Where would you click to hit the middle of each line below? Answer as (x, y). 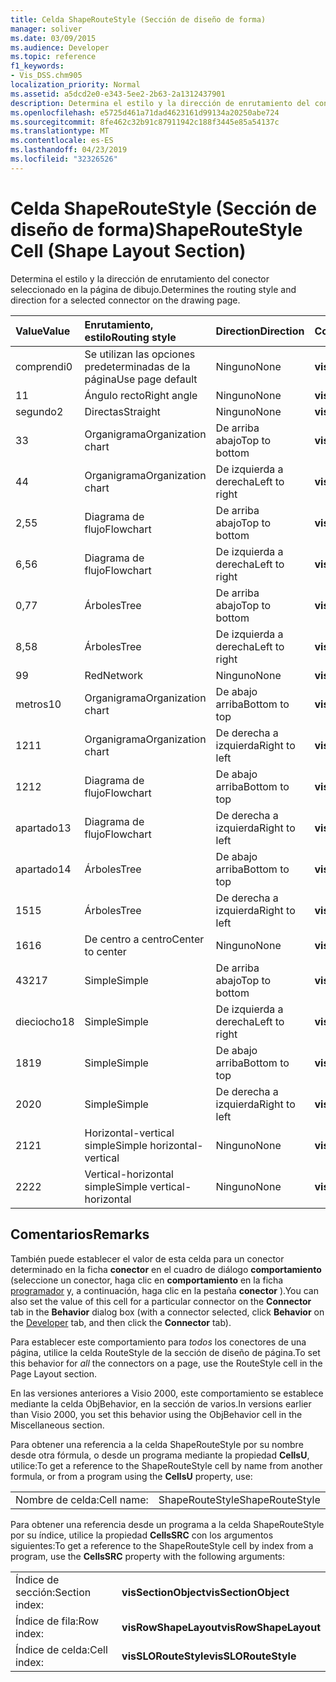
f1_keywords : (37, 66)
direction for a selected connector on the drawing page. (125, 300)
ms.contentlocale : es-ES (62, 141)
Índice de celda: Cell (61, 1649)
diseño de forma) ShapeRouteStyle (156, 229)
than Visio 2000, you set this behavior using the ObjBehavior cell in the (156, 1414)
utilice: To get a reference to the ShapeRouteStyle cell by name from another (166, 1465)
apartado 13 (43, 828)
